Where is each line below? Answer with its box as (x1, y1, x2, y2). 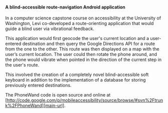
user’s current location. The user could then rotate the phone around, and (5, 51, 157, 57)
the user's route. (5, 62, 39, 68)
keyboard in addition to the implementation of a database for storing (5, 77, 146, 83)
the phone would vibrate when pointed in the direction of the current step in (5, 56, 162, 62)
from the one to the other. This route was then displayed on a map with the (5, 46, 159, 52)
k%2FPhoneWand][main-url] (5, 102, 65, 108)
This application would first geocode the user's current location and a (5, 35, 149, 41)
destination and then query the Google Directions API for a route (22, 40, 155, 47)
